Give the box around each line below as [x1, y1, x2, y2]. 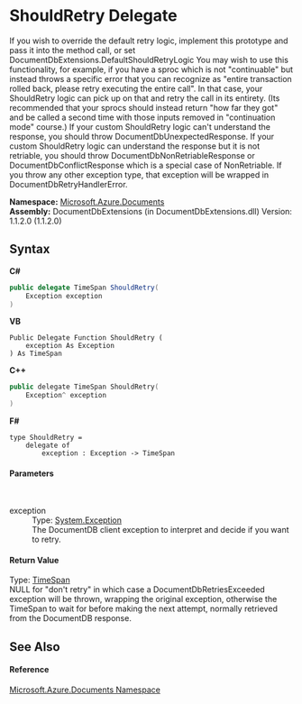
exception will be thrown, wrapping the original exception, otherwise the [9, 594, 278, 605]
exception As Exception [25, 342, 115, 351]
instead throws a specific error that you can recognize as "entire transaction [9, 73, 293, 84]
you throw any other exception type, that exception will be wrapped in [9, 169, 269, 180]
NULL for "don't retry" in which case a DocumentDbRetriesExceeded [9, 584, 266, 595]
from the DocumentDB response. [9, 613, 133, 624]
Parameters [9, 468, 54, 479]
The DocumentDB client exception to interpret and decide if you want [32, 525, 290, 535]
